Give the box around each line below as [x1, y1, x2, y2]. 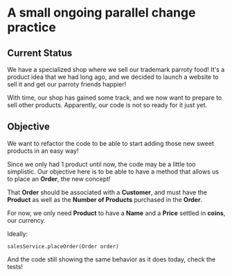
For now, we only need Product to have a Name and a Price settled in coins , [7, 209, 226, 217]
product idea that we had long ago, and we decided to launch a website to [7, 73, 220, 81]
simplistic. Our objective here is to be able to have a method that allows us [7, 167, 220, 176]
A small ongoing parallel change [7, 5, 196, 21]
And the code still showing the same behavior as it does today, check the [7, 255, 216, 264]
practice [7, 19, 57, 35]
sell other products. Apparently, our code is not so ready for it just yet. [7, 101, 208, 109]
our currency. [7, 216, 46, 224]
